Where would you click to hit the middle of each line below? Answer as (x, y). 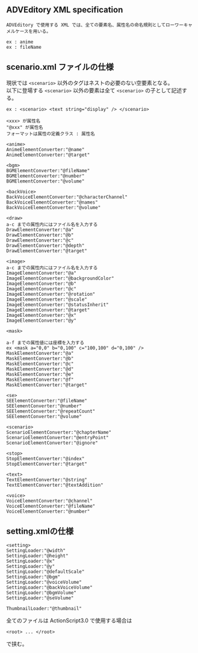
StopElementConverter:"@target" (47, 464)
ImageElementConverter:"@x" (42, 315)
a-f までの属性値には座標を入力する (45, 343)
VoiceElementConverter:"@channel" (50, 501)
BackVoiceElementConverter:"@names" (52, 202)
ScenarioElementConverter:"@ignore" (52, 443)
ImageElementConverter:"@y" (42, 320)
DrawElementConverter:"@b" (40, 235)
